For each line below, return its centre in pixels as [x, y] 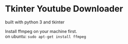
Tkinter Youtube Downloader [64, 9]
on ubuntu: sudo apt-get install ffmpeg [46, 36]
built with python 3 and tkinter [35, 22]
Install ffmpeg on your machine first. [41, 31]
